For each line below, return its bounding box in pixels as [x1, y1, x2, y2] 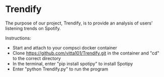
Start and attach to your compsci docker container [12, 44, 117, 50]
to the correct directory [12, 55, 61, 61]
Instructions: [5, 35, 31, 41]
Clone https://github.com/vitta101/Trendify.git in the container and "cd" [12, 50, 159, 56]
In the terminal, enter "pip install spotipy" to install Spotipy [12, 60, 133, 66]
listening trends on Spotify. [5, 25, 61, 31]
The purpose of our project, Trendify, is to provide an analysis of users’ [5, 20, 153, 26]
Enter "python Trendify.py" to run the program [12, 66, 108, 72]
